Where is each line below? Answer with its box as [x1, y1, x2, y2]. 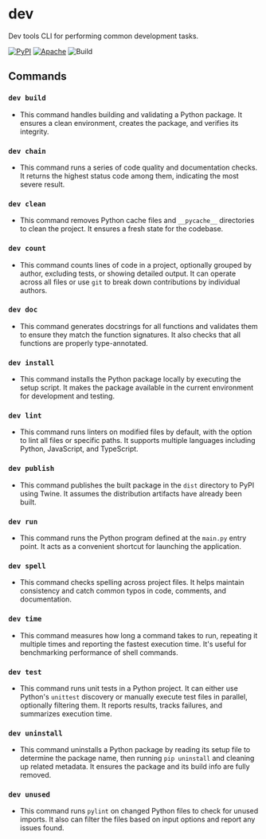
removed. [19, 770, 52, 780]
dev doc [8, 305, 38, 315]
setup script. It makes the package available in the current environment [19, 383, 254, 393]
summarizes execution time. [19, 708, 113, 718]
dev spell [8, 561, 46, 570]
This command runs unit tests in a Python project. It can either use [19, 683, 239, 693]
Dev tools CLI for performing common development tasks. [8, 31, 199, 41]
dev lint [8, 411, 42, 421]
